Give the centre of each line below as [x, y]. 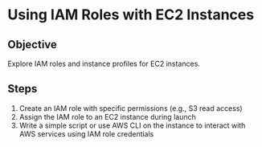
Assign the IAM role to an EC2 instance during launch [107, 116]
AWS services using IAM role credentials [86, 133]
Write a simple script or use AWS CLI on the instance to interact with [132, 125]
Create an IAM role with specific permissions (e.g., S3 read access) [131, 108]
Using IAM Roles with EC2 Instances [131, 15]
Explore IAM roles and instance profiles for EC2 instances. [104, 63]
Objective [33, 45]
